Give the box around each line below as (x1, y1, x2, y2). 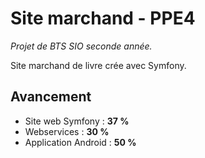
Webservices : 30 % (24, 125, 110, 137)
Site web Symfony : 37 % (24, 115, 130, 127)
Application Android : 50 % (24, 136, 137, 148)
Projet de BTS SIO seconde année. (10, 40, 153, 52)
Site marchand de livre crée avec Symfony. (10, 59, 187, 71)
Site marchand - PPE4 (10, 7, 196, 30)
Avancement (10, 88, 92, 106)
